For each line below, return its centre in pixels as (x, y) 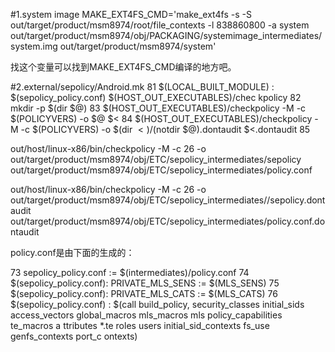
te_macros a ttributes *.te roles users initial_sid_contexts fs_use (140, 325)
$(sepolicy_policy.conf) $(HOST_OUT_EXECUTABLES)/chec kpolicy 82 (156, 97)
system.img (34, 46)
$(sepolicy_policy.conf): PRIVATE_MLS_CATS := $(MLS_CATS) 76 (144, 293)
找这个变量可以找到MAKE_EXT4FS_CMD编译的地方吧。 (123, 67)
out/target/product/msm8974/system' (138, 46)
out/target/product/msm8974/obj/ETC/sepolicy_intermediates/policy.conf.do (168, 221)
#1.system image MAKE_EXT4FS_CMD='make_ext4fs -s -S (131, 14)
